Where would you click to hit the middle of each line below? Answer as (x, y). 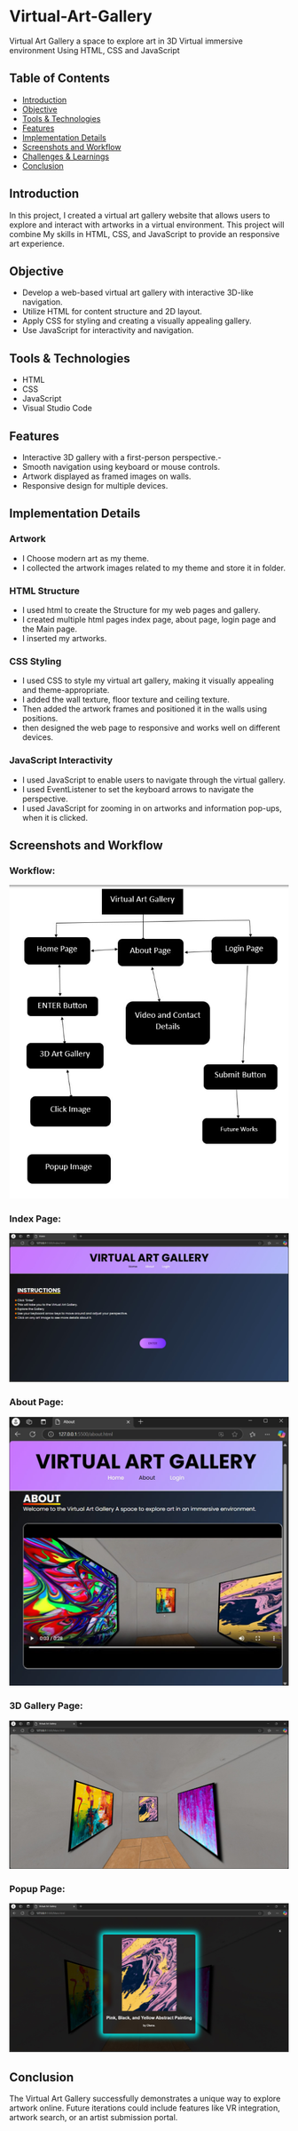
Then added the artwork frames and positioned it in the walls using (145, 709)
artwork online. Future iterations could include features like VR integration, (145, 2108)
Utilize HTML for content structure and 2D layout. (112, 312)
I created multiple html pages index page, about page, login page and (149, 619)
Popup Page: (37, 1888)
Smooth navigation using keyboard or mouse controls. (121, 467)
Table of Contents (60, 79)
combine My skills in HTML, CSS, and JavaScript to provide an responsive (145, 234)
